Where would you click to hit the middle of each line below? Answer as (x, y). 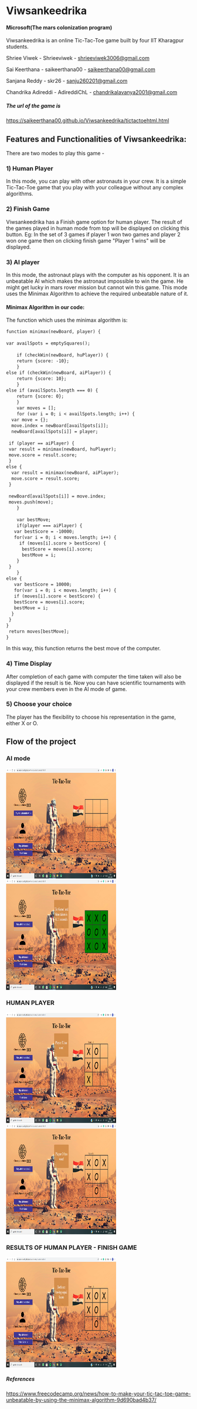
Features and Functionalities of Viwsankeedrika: (96, 139)
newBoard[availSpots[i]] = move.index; (57, 496)
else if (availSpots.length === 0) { (52, 390)
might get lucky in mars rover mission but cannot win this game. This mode (97, 288)
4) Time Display (29, 664)
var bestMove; (34, 520)
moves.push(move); (31, 502)
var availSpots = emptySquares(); (48, 343)
